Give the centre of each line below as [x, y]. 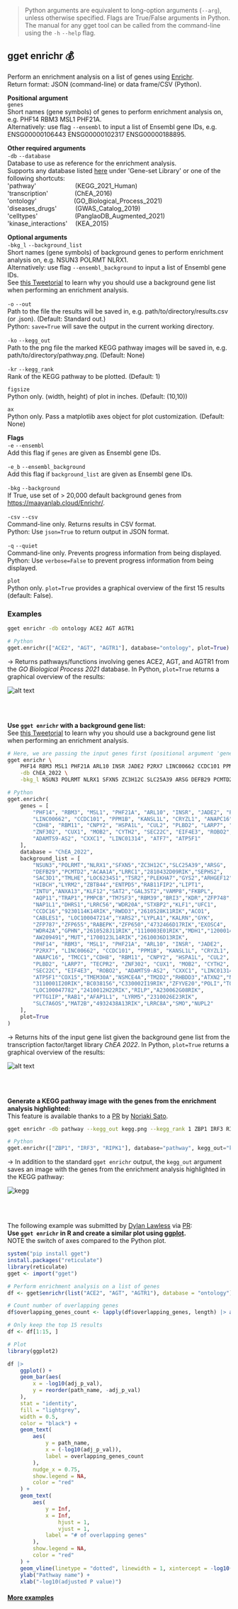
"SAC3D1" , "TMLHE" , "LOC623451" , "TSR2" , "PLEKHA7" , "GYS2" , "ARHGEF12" [133, 878]
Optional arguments [37, 237]
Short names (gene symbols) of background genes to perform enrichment [115, 252]
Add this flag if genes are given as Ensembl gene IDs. [84, 453]
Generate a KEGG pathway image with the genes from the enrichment [112, 1101]
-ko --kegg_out [29, 341]
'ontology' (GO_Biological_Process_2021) [85, 201]
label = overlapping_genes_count [94, 1456]
